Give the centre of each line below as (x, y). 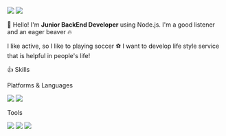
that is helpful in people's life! (49, 56)
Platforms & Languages (40, 85)
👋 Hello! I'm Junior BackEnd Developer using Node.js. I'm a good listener (111, 25)
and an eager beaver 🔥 (39, 32)
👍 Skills (19, 69)
